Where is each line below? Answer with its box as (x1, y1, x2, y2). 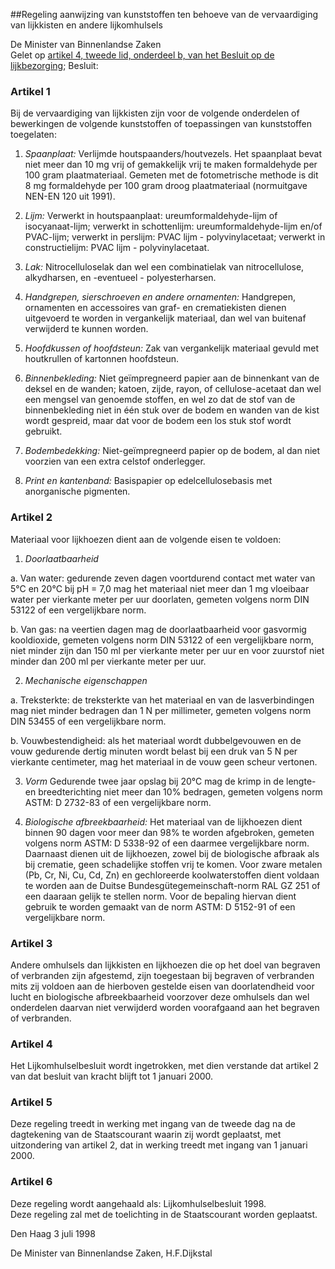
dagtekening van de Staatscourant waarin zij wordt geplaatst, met (10, 1129, 282, 1141)
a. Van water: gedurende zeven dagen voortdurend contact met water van (10, 572, 316, 584)
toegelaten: (10, 129, 57, 141)
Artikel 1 (10, 84, 51, 98)
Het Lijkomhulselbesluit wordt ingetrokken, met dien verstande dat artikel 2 (10, 1060, 320, 1072)
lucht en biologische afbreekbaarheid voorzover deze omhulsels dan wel (10, 990, 310, 1003)
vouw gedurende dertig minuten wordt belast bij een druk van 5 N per (10, 745, 298, 757)
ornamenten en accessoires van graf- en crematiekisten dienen (24, 302, 287, 314)
